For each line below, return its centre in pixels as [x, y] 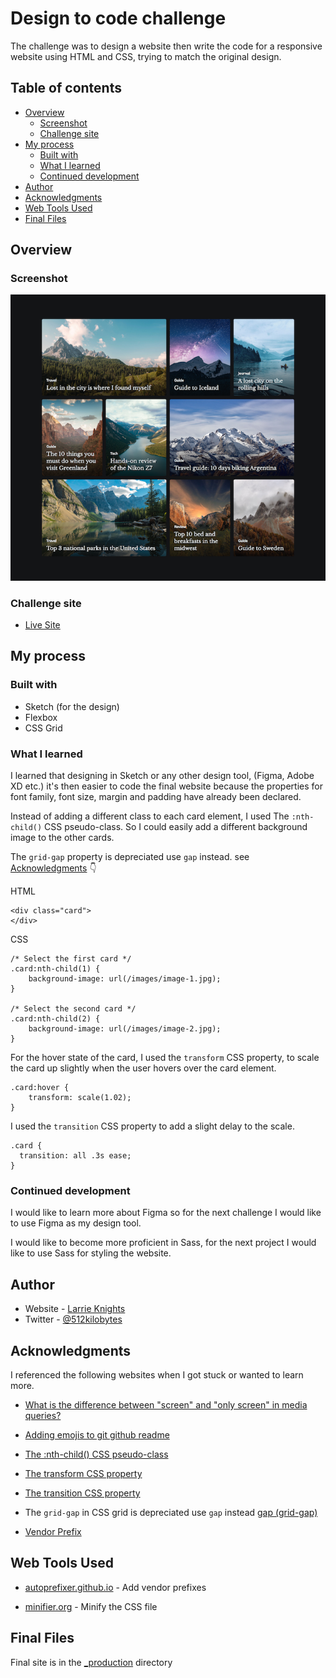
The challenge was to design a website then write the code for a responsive [166, 46]
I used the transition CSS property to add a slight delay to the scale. [152, 1126]
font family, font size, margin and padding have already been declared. [156, 797]
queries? [43, 1415]
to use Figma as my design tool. [76, 1223]
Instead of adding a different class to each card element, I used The [150, 816]
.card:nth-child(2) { [55, 1019]
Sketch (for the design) [72, 706]
